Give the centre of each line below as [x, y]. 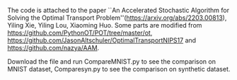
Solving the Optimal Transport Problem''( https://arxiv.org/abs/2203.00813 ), [117, 18]
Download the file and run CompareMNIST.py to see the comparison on [111, 62]
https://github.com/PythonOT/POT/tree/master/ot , [80, 33]
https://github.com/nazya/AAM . [53, 48]
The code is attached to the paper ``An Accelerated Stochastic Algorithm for [118, 10]
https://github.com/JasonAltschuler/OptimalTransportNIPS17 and [102, 40]
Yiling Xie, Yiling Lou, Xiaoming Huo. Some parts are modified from [105, 25]
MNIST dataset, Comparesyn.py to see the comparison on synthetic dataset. [119, 69]
